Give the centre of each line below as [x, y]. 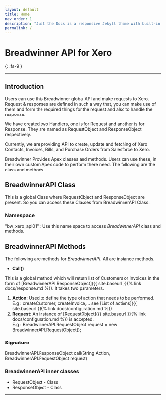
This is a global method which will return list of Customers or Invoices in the [82, 278]
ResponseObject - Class [37, 388]
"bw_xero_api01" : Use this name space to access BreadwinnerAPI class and [83, 226]
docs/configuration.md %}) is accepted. [53, 319]
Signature [17, 343]
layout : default [22, 10]
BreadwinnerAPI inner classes [42, 371]
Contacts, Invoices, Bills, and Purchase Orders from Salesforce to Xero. [78, 149]
